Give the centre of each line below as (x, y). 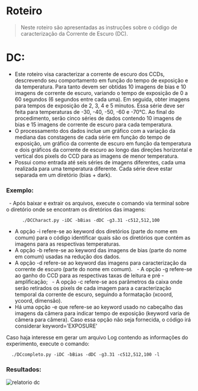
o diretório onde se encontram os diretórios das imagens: (76, 209)
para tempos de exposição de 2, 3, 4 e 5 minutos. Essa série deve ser (100, 106)
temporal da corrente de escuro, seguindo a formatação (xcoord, (94, 294)
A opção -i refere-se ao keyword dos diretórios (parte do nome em (96, 231)
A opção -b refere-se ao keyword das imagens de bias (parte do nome (101, 250)
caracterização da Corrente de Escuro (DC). (74, 33)
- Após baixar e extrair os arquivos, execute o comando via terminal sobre (99, 204)
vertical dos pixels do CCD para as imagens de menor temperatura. (97, 156)
